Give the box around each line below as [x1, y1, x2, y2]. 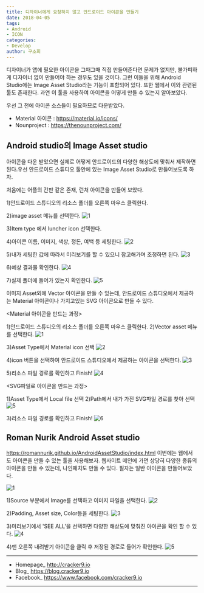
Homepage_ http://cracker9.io [15, 561, 90, 569]
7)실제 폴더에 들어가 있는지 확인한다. [6, 276, 93, 283]
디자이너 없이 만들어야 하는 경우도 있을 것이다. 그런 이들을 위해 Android [12, 74, 181, 81]
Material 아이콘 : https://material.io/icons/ [15, 114, 118, 122]
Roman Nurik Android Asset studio [6, 432, 140, 443]
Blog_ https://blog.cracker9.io [15, 567, 90, 575]
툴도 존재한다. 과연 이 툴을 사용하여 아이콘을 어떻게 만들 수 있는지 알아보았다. [6, 89, 188, 96]
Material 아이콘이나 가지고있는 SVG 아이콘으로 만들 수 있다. [12, 297, 154, 304]
